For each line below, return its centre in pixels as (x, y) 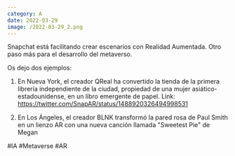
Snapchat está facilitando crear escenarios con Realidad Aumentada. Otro (114, 47)
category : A (25, 14)
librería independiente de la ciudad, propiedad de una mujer (104, 89)
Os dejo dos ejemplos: (40, 68)
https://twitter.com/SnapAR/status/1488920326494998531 (102, 104)
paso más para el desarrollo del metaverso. (70, 54)
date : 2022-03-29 (33, 20)
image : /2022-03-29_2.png (45, 27)
